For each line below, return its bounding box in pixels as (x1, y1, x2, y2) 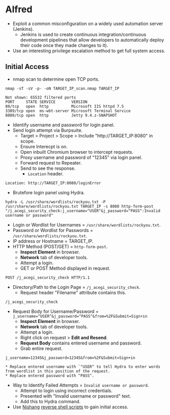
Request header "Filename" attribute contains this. (20, 289, 126, 295)
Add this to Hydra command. (20, 398, 81, 404)
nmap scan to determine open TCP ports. (12, 76, 100, 82)
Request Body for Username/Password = (12, 308, 99, 314)
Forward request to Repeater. (20, 159, 82, 166)
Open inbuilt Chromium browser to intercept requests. (20, 149, 134, 155)
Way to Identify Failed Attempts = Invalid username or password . (12, 382, 149, 388)
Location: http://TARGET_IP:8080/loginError (5, 180, 101, 186)
